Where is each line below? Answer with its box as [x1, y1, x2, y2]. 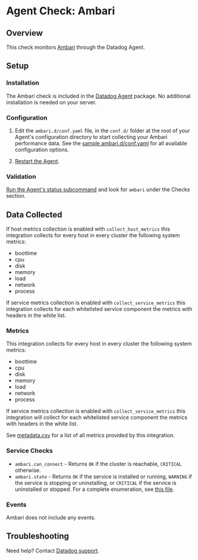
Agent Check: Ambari [6, 4, 115, 18]
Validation [6, 172, 37, 181]
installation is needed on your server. [6, 98, 97, 105]
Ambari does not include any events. [6, 514, 96, 521]
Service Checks [6, 447, 54, 455]
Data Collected [6, 210, 62, 220]
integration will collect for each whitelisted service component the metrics [6, 414, 188, 421]
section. [6, 192, 26, 200]
